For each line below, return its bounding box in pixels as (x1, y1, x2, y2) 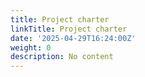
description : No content (10, 52, 114, 62)
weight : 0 (10, 42, 52, 53)
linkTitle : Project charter (10, 24, 128, 34)
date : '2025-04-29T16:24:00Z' (10, 33, 137, 43)
